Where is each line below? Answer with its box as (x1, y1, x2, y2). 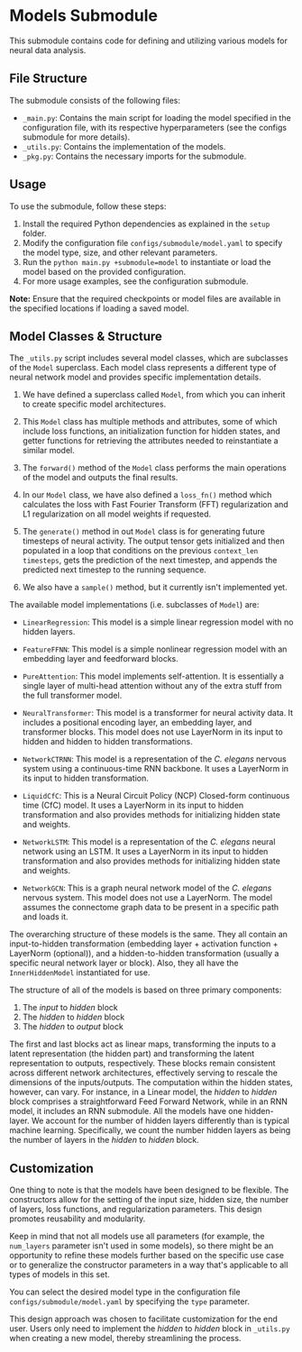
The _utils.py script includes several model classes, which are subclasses (9, 352, 288, 363)
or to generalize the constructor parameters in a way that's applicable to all (9, 1259, 288, 1271)
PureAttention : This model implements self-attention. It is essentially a (22, 671, 284, 681)
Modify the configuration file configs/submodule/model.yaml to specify (22, 237, 283, 248)
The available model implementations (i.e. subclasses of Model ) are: (9, 599, 260, 610)
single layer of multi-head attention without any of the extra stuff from (22, 681, 282, 691)
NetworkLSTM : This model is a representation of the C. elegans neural (22, 836, 276, 847)
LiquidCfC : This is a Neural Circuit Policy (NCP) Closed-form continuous (22, 790, 290, 801)
